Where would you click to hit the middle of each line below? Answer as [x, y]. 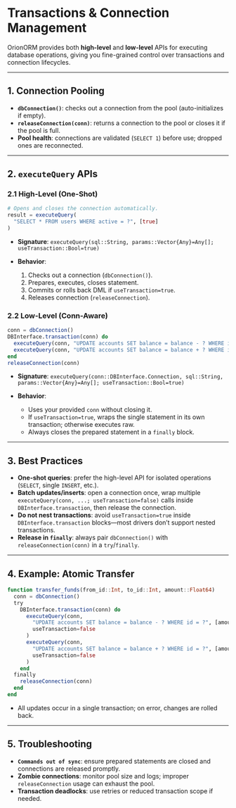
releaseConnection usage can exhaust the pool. [86, 783]
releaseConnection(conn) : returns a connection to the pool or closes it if [122, 123]
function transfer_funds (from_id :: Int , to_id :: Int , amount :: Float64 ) [111, 590]
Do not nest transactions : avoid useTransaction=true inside [104, 515]
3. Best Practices [45, 461]
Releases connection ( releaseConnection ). [89, 297]
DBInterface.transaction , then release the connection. [97, 508]
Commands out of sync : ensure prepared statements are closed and [114, 761]
